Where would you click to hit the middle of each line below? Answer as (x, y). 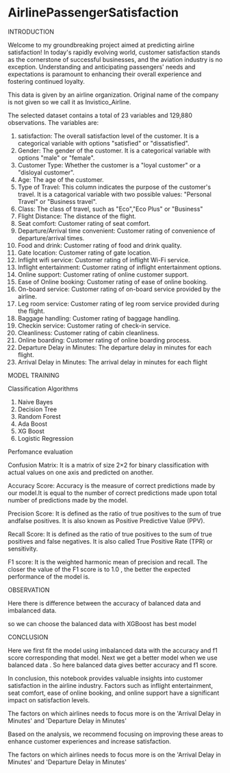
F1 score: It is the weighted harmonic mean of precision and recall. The (108, 562)
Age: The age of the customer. (61, 179)
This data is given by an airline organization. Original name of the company (113, 95)
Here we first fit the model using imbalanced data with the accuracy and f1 (113, 650)
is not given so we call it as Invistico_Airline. (69, 102)
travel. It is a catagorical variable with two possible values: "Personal (114, 194)
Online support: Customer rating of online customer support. (103, 274)
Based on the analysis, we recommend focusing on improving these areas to (116, 734)
